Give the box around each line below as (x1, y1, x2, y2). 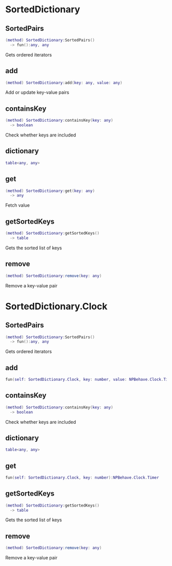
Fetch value (5, 202, 30, 208)
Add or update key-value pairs (5, 89, 70, 95)
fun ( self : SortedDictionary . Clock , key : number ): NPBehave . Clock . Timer (5, 475, 159, 480)
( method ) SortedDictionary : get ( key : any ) (5, 188, 95, 193)
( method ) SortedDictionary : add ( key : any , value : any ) (5, 80, 123, 85)
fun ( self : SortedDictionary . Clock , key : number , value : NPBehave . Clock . (5, 377, 164, 382)
